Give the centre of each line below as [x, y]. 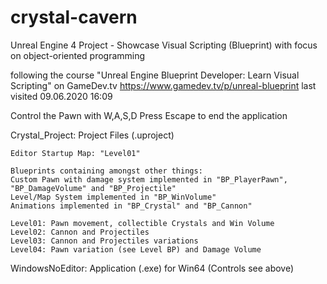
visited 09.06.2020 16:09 [61, 96]
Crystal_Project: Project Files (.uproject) [92, 135]
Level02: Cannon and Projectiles [80, 232]
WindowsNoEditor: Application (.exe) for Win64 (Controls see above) [152, 268]
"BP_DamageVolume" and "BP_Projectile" [93, 188]
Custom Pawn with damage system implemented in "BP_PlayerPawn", [149, 179]
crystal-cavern [74, 17]
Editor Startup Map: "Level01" [75, 153]
